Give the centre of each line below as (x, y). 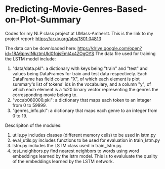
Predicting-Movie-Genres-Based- (76, 9)
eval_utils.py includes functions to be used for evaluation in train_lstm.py (86, 140)
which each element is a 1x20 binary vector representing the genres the (85, 89)
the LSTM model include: (31, 58)
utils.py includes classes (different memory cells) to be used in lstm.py (84, 135)
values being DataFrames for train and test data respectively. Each (80, 73)
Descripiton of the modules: (33, 125)
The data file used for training (125, 54)
